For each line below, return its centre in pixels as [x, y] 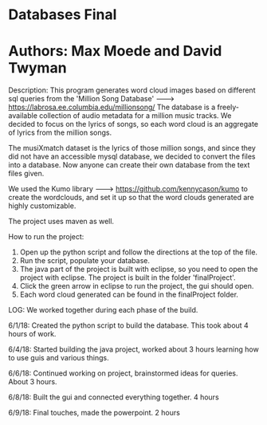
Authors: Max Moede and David [115, 51]
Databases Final [63, 15]
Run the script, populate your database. [84, 261]
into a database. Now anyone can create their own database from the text [129, 165]
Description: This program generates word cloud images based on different [132, 90]
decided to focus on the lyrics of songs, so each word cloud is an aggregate [133, 124]
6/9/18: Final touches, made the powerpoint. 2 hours [94, 413]
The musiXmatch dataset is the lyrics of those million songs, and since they [132, 148]
